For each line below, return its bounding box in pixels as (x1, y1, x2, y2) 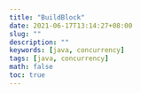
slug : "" (9, 29, 42, 38)
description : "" (9, 37, 69, 47)
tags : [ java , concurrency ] (9, 54, 109, 63)
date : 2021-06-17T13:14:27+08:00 (9, 21, 133, 30)
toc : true (9, 71, 46, 80)
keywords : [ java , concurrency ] (9, 46, 125, 55)
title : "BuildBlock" (9, 12, 86, 22)
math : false (9, 63, 53, 72)
